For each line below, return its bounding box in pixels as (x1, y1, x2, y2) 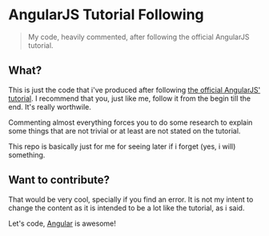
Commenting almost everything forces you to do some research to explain (8, 118, 253, 127)
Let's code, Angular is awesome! (8, 218, 116, 228)
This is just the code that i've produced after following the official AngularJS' (8, 85, 261, 94)
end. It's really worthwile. (8, 102, 92, 111)
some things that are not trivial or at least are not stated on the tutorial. (8, 126, 241, 135)
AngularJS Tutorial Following (8, 6, 204, 24)
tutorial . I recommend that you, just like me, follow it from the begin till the (8, 94, 251, 103)
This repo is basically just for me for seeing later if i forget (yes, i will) (8, 142, 236, 151)
